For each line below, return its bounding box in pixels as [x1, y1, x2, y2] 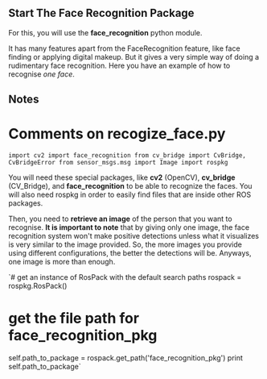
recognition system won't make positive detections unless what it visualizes [8, 231, 260, 241]
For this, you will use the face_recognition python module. [8, 27, 203, 37]
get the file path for [8, 310, 139, 327]
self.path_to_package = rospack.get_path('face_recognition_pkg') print [8, 353, 244, 363]
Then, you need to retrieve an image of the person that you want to [8, 214, 232, 224]
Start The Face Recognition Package [8, 6, 195, 20]
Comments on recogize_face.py [8, 125, 226, 144]
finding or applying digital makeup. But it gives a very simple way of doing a [8, 52, 260, 61]
